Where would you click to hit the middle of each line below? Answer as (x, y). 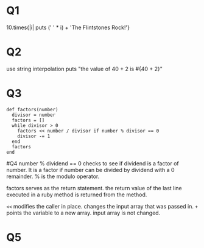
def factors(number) (33, 109)
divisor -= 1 (34, 136)
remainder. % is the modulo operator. (53, 176)
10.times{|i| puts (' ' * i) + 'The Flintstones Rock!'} (68, 27)
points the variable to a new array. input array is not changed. (83, 213)
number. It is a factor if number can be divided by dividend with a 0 (90, 170)
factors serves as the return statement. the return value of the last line (94, 188)
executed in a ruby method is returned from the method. (77, 195)
